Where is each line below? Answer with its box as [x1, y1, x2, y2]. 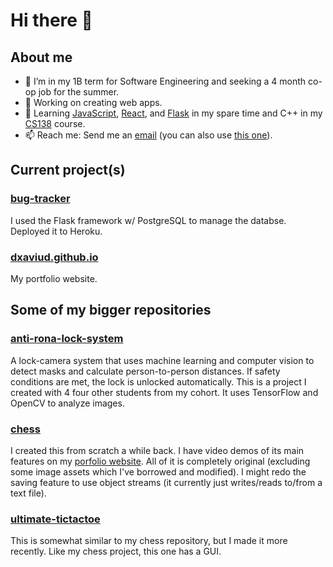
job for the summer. [38, 86, 120, 98]
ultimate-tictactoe [10, 512, 101, 526]
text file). [10, 487, 47, 499]
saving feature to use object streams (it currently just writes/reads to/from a [10, 476, 323, 488]
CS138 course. [24, 118, 86, 129]
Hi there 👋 [10, 9, 93, 32]
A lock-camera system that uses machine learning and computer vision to [10, 354, 315, 366]
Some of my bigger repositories [10, 302, 212, 319]
